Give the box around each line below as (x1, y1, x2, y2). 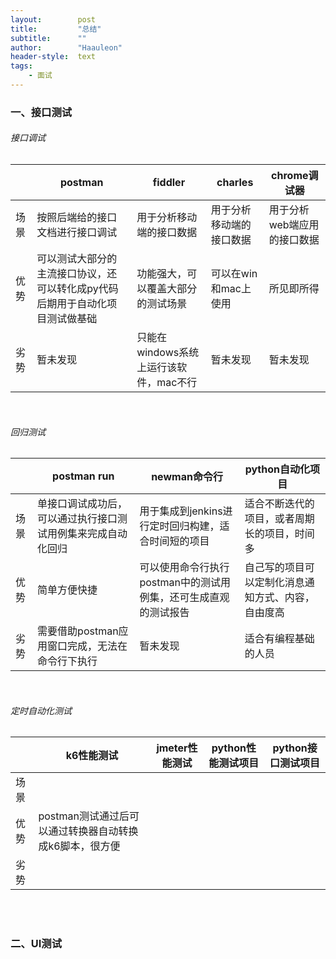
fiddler (152, 176, 186, 189)
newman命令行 (151, 470, 223, 484)
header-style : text (10, 52, 97, 62)
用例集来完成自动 (47, 527, 128, 541)
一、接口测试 (10, 105, 73, 119)
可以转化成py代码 (36, 282, 119, 295)
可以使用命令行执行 (139, 561, 230, 575)
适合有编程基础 (244, 632, 315, 646)
